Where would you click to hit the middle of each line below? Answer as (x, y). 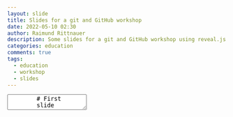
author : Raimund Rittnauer (46, 33)
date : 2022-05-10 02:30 (42, 26)
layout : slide (28, 14)
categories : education (40, 46)
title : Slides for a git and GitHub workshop (74, 20)
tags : (15, 59)
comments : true (29, 53)
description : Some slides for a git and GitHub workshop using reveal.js (117, 40)
